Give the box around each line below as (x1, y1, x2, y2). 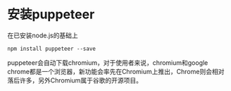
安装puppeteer (7, 6, 95, 23)
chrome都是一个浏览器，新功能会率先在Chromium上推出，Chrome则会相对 (7, 67, 225, 75)
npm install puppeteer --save (7, 45, 96, 52)
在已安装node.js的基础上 (7, 31, 79, 40)
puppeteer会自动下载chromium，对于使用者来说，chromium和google (7, 58, 208, 67)
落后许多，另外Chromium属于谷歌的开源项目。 (7, 75, 143, 85)
